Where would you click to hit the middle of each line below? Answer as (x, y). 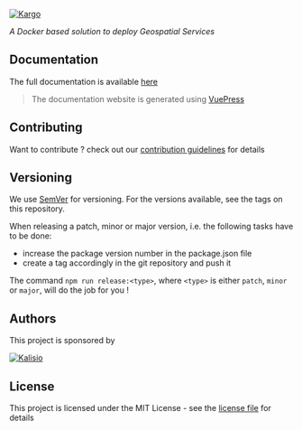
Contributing (46, 128)
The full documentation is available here (83, 81)
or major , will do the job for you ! (69, 290)
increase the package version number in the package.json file (137, 254)
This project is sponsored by (62, 341)
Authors (33, 318)
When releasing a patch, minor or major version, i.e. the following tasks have (151, 227)
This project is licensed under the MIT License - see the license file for (141, 408)
